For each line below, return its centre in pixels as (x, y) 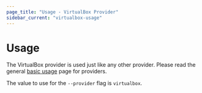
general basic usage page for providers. (57, 72)
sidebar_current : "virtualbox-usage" (54, 18)
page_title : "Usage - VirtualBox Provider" (63, 12)
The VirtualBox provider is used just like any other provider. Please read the (101, 65)
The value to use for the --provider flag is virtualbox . (74, 83)
